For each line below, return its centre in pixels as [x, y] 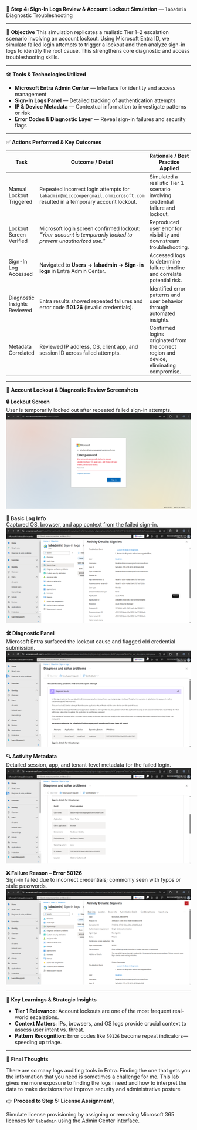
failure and [162, 208]
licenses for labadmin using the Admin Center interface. [73, 1121]
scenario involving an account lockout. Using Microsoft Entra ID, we [88, 38]
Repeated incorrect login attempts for [84, 189]
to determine [165, 262]
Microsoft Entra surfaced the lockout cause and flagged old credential [91, 641]
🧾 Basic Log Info [26, 518]
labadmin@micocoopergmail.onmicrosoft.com [92, 196]
